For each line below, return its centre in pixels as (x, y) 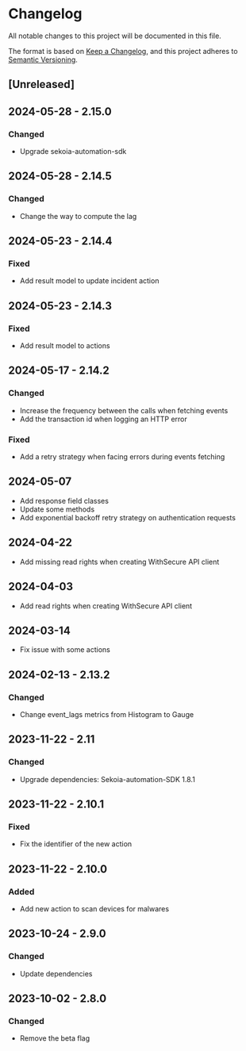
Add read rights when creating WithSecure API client (106, 606)
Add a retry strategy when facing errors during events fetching (122, 457)
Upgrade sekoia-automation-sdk (73, 152)
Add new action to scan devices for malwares (94, 909)
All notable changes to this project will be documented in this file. (115, 36)
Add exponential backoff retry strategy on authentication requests (128, 517)
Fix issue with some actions (65, 650)
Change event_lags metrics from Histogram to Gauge (107, 714)
